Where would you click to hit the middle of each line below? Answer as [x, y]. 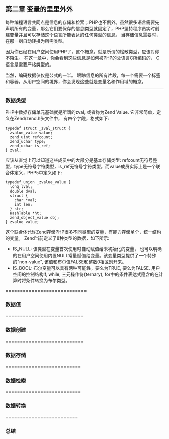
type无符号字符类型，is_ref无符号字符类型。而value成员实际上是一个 [85, 167]
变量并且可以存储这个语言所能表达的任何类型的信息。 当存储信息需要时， [85, 35]
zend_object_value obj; [34, 218]
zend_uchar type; [28, 142]
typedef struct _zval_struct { [38, 128]
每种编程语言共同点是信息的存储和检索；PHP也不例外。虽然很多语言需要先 [82, 22]
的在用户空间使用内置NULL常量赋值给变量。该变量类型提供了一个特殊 [84, 256]
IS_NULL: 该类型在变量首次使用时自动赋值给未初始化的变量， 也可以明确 [87, 249]
